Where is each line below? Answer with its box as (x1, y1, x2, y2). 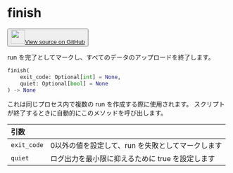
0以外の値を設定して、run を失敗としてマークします (50, 141, 222, 151)
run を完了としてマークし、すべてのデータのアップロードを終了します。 (7, 53, 215, 61)
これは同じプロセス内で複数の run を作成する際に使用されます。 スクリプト (7, 100, 225, 109)
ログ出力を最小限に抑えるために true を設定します (50, 154, 215, 164)
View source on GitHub (25, 38, 86, 46)
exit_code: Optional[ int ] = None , (20, 74, 121, 81)
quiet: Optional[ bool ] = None (20, 80, 109, 87)
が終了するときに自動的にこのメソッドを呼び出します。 (7, 109, 168, 117)
